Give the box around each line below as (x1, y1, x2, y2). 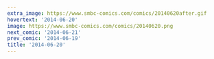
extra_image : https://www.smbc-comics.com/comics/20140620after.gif (7, 9, 207, 17)
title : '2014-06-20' (7, 41, 67, 48)
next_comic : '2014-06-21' (7, 28, 81, 36)
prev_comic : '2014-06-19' (7, 35, 81, 42)
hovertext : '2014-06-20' (7, 16, 78, 23)
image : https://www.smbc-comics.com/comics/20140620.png (7, 22, 174, 29)
